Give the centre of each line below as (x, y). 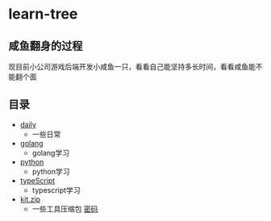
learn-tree (43, 14)
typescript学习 (56, 190)
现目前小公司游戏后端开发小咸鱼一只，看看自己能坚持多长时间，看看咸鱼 (128, 67)
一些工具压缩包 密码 (65, 208)
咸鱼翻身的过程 (46, 46)
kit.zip (30, 199)
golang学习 (51, 152)
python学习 (51, 171)
